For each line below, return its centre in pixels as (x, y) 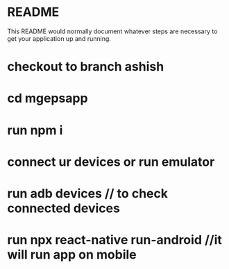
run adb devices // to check (88, 193)
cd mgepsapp (48, 98)
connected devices (63, 208)
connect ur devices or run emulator (111, 162)
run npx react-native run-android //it (114, 240)
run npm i (35, 130)
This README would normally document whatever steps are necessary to (112, 31)
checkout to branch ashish (86, 67)
